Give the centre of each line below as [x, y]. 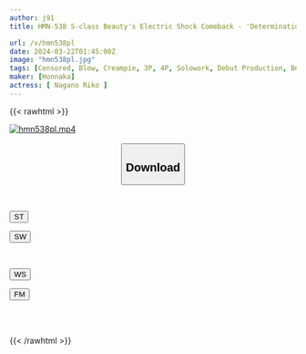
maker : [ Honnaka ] [42, 77]
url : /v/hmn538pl [42, 43]
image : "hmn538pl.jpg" [52, 60]
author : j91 [32, 18]
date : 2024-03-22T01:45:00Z [63, 51]
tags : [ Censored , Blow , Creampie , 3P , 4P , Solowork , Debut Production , [148, 68]
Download [153, 167]
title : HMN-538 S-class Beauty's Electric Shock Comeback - [126, 26]
